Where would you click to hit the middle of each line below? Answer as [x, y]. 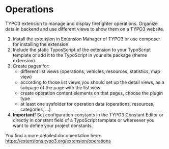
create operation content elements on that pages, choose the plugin [91, 93]
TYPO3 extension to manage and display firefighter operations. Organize [82, 23]
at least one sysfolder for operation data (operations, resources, [87, 104]
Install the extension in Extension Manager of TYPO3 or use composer [86, 39]
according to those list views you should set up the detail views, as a [92, 82]
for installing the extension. [41, 44]
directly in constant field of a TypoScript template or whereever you [83, 120]
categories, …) [35, 109]
